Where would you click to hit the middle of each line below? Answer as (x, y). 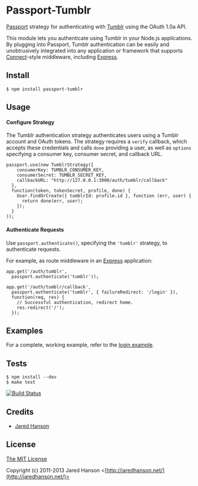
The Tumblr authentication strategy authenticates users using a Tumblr (92, 135)
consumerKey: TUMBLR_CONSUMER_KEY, (61, 170)
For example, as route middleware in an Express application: (79, 260)
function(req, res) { (38, 297)
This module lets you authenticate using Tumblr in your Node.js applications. (99, 38)
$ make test (21, 382)
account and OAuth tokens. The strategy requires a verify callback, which (97, 142)
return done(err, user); (52, 201)
